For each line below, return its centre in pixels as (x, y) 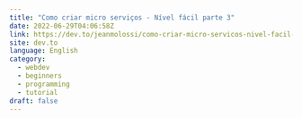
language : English (44, 51)
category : (28, 59)
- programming (44, 84)
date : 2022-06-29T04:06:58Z (62, 26)
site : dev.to (34, 42)
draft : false (34, 101)
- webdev (34, 68)
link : (19, 34)
